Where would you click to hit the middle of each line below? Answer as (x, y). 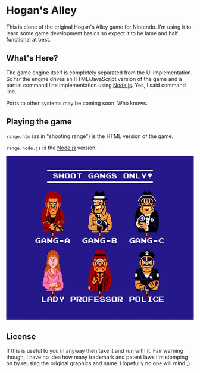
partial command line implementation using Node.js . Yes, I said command (96, 85)
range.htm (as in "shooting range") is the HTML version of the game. (90, 136)
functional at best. (28, 39)
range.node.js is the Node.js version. (51, 148)
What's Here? (32, 58)
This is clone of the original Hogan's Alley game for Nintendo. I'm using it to (99, 27)
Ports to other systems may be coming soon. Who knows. (77, 103)
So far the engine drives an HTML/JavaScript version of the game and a (94, 79)
